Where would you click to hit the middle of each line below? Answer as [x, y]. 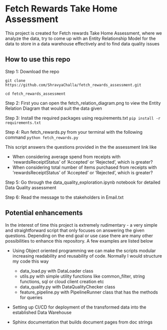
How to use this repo [38, 60]
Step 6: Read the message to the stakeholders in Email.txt [64, 197]
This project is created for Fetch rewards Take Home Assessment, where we [83, 33]
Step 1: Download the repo [32, 71]
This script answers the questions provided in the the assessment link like [81, 147]
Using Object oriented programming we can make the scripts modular [84, 251]
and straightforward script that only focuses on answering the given [75, 230]
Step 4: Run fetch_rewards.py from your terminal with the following [74, 132]
